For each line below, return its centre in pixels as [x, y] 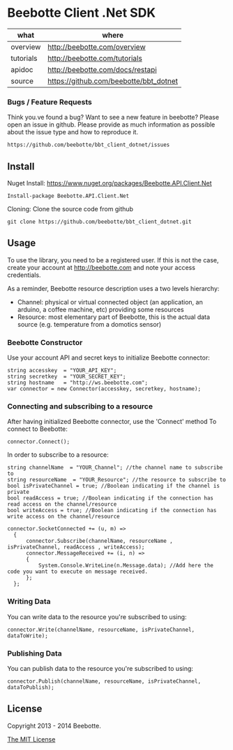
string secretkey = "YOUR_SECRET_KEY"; [67, 377]
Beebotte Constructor [45, 342]
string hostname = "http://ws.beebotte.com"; [78, 383]
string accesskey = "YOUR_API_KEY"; [62, 371]
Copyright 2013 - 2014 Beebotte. [54, 726]
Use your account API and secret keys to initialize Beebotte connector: [109, 358]
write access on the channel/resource [63, 517]
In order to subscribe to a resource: [58, 455]
